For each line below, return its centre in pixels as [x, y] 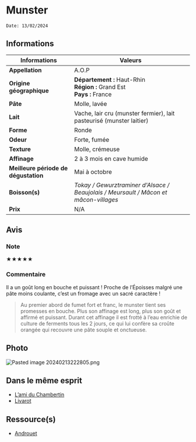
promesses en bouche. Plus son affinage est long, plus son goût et [101, 311]
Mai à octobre [93, 172]
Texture [20, 149]
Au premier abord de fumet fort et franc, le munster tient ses [93, 304]
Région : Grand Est [100, 87]
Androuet [26, 433]
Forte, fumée [92, 139]
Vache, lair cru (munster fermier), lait [124, 113]
